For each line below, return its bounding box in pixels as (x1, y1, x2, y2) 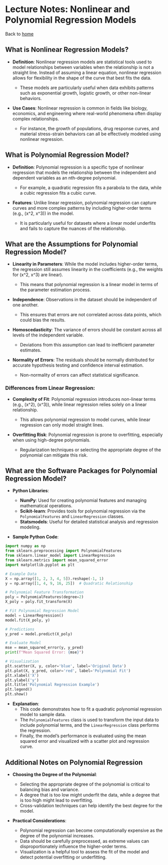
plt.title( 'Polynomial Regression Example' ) (5, 682, 99, 687)
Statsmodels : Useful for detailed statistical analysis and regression (19, 519, 158, 525)
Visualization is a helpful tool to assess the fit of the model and (19, 848, 149, 854)
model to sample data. (19, 712, 66, 718)
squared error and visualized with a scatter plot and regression (19, 738, 149, 744)
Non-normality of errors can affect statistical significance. (19, 372, 139, 378)
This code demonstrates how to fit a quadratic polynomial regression (19, 706, 162, 712)
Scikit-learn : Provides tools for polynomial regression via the (19, 508, 146, 514)
